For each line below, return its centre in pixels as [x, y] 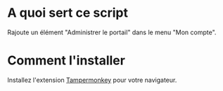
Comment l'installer [66, 61]
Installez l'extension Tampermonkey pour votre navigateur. [92, 80]
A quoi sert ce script [68, 13]
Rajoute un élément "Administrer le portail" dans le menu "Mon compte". [112, 32]
